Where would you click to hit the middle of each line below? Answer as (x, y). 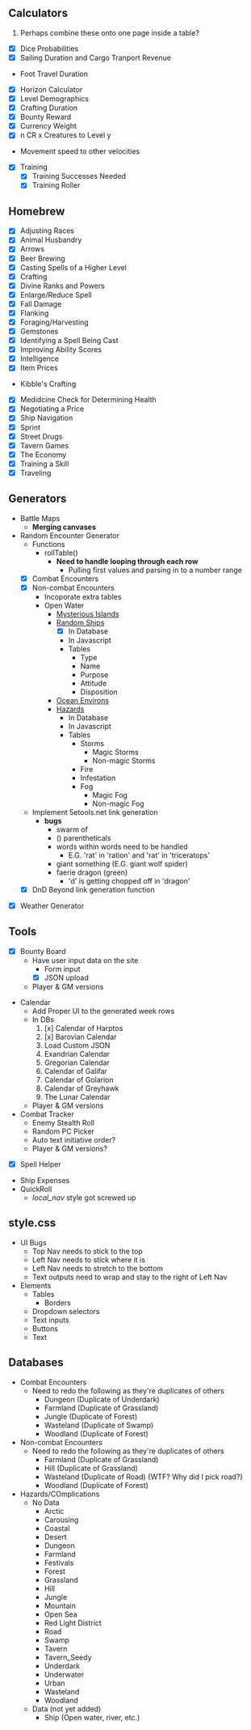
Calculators (38, 13)
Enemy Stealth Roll (63, 1122)
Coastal (57, 1528)
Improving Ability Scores (61, 350)
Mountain (60, 1605)
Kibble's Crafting (48, 384)
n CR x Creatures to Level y (65, 135)
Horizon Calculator (51, 89)
